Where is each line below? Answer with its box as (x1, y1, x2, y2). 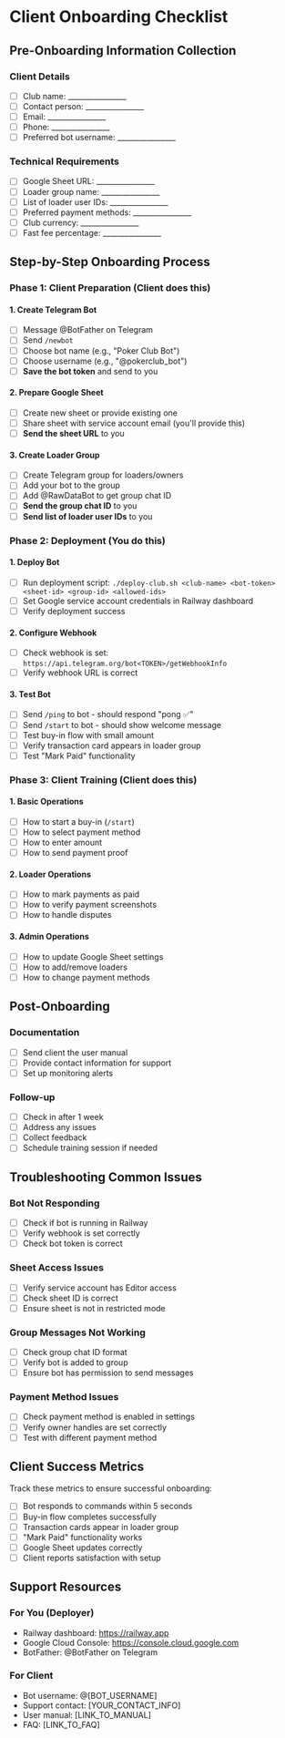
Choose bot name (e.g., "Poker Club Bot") (22, 345, 180, 356)
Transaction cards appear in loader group (22, 1521, 179, 1532)
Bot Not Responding (9, 1197, 100, 1209)
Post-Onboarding (9, 999, 111, 1014)
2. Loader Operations (9, 869, 91, 879)
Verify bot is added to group (22, 1357, 129, 1368)
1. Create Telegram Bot (9, 303, 97, 315)
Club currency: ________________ (22, 217, 139, 228)
